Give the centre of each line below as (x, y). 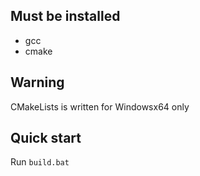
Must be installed (65, 16)
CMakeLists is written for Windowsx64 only (100, 106)
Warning (37, 82)
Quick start (46, 138)
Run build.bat (40, 162)
